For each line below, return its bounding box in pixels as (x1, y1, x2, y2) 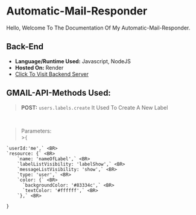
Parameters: (21, 127, 52, 134)
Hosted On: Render (14, 64, 64, 71)
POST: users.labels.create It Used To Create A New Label (21, 104, 168, 111)
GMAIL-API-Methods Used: (6, 88, 112, 98)
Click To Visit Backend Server (14, 70, 89, 78)
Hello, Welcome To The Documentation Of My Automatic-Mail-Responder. (6, 24, 191, 31)
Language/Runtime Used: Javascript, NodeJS (14, 57, 131, 64)
